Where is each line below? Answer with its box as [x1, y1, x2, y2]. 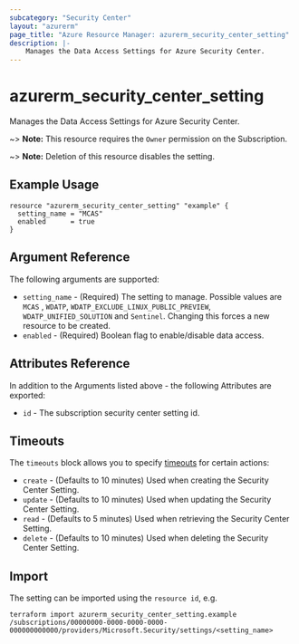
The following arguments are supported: [9, 274, 160, 284]
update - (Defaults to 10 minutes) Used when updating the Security [22, 495, 272, 505]
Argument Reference [9, 250, 130, 265]
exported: [9, 389, 46, 400]
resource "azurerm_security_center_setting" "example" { [9, 201, 229, 210]
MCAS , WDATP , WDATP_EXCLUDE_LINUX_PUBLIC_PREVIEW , [22, 301, 211, 312]
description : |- [9, 38, 71, 48]
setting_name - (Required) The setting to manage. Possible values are [22, 291, 283, 302]
